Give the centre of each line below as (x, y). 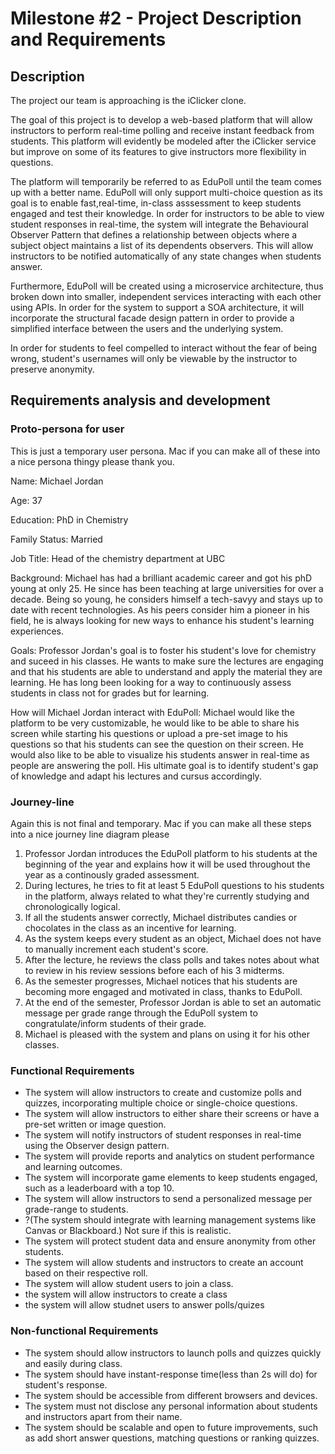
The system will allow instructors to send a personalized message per (168, 1199)
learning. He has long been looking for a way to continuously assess (151, 682)
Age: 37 (26, 500)
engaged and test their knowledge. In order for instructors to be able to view (167, 213)
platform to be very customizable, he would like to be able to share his (155, 723)
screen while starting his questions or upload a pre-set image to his (149, 733)
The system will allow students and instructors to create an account (164, 1263)
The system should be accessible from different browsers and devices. (171, 1395)
